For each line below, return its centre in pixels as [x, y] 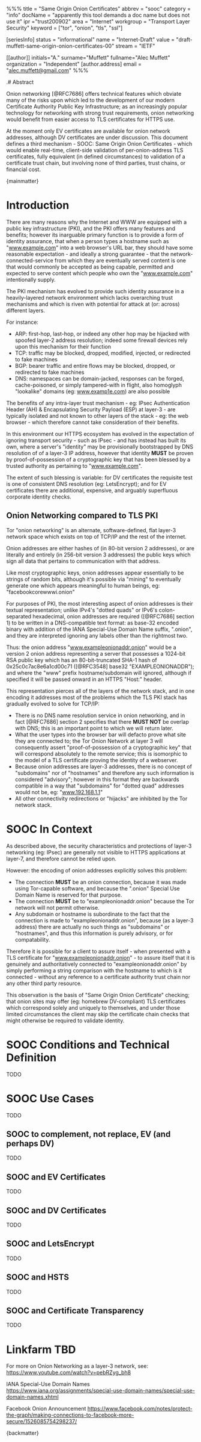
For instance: [22, 322]
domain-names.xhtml [32, 1397]
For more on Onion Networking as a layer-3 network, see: [77, 1366]
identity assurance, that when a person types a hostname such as [88, 241]
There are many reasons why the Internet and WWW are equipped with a [97, 222]
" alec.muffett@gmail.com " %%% [47, 70]
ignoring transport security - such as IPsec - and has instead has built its [96, 440]
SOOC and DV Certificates [56, 1210]
